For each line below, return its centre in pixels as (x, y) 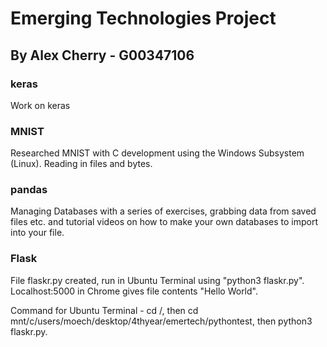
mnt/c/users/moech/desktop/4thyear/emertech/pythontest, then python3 (161, 321)
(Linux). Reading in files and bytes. (81, 164)
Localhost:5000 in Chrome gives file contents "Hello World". (134, 291)
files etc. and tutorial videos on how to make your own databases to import (164, 222)
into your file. (37, 233)
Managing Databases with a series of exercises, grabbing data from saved (163, 211)
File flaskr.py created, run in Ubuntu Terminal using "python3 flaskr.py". (157, 280)
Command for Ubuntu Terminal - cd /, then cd (104, 310)
